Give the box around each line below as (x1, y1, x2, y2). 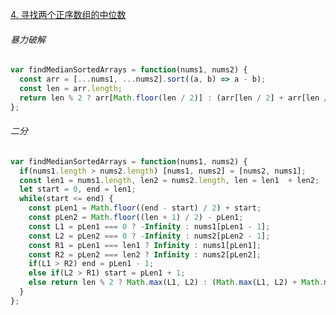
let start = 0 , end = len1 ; (19, 184, 137, 195)
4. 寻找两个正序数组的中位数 (10, 9, 127, 20)
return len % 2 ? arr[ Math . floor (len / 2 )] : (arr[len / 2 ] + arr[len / (19, 93, 329, 103)
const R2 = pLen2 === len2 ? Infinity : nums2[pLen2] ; (28, 249, 262, 260)
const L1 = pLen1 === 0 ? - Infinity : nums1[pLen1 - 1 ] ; (28, 221, 271, 232)
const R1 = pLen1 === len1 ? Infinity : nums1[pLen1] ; (28, 240, 262, 250)
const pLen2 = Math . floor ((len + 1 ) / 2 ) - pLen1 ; (28, 213, 244, 223)
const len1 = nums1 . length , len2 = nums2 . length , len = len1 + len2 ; (19, 175, 320, 185)
